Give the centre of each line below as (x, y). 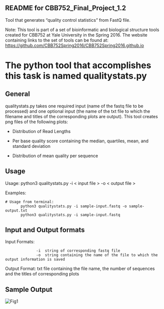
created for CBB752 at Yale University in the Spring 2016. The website (76, 35)
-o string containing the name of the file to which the (97, 255)
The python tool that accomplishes (78, 65)
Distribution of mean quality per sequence (55, 156)
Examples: (16, 193)
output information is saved (35, 260)
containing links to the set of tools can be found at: (57, 40)
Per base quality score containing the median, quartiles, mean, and (81, 141)
